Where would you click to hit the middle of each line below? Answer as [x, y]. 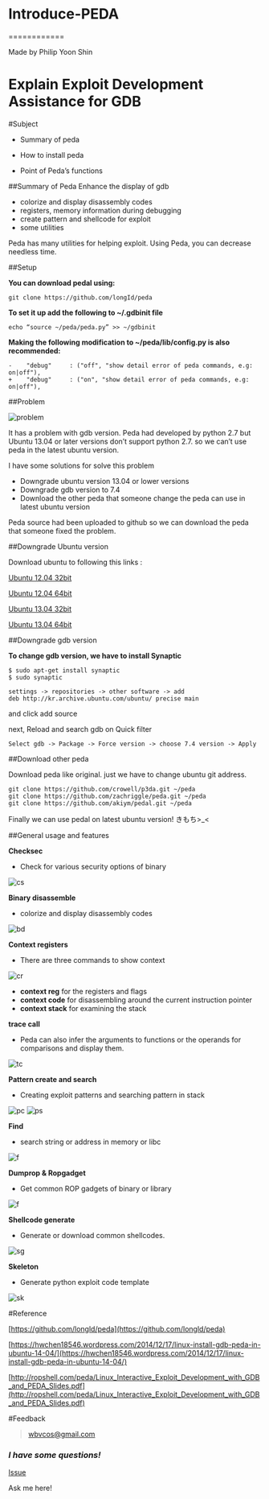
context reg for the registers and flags [83, 991]
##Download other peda [49, 758]
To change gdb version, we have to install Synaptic [95, 655]
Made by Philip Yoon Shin [51, 52]
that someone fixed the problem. [62, 531]
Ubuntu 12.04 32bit [40, 577]
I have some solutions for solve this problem [82, 465]
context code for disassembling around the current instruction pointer [136, 1000]
